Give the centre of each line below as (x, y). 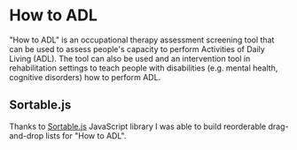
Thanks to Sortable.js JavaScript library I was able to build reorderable (138, 126)
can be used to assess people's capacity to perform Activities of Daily (137, 49)
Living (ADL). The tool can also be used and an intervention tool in (130, 58)
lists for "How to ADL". (86, 135)
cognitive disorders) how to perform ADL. (85, 77)
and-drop (27, 135)
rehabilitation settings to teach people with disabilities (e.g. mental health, (144, 68)
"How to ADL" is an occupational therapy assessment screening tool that (142, 40)
